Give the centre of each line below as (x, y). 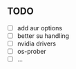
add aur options (40, 28)
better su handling (43, 36)
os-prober (32, 51)
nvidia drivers (37, 43)
